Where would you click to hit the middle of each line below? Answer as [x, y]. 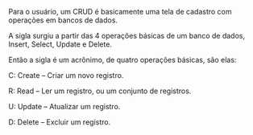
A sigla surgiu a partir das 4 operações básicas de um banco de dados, [127, 36]
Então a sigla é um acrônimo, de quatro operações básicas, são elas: [122, 60]
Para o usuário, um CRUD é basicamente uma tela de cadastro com [120, 12]
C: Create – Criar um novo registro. [66, 75]
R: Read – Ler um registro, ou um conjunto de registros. [100, 91]
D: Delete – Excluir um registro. [60, 122]
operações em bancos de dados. [63, 20]
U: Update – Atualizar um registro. [64, 106]
